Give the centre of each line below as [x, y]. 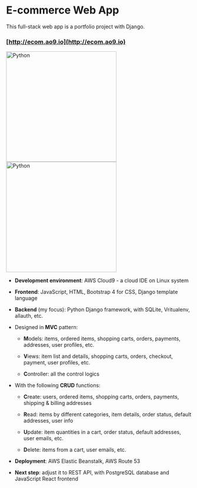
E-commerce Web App [63, 10]
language [26, 298]
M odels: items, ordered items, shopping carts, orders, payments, [102, 338]
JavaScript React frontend [46, 479]
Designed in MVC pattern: [46, 327]
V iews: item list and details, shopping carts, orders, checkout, [98, 356]
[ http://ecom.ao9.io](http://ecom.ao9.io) [66, 42]
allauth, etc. [29, 316]
